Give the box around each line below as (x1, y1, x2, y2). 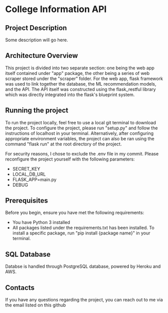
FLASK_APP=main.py (12, 176, 57, 182)
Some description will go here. (5, 37, 68, 43)
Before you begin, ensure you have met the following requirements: (5, 210, 144, 216)
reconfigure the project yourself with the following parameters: (5, 156, 135, 162)
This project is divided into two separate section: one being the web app (5, 64, 154, 71)
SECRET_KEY (12, 166, 41, 172)
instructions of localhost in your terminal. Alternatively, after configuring (5, 130, 154, 136)
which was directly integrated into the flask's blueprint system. (5, 92, 135, 98)
